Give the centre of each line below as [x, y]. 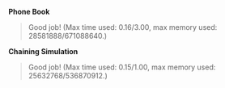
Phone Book [29, 12]
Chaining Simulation [43, 51]
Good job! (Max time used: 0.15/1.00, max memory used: [122, 67]
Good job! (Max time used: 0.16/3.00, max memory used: [123, 27]
